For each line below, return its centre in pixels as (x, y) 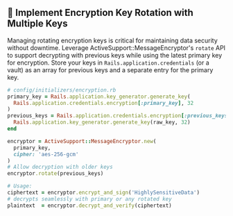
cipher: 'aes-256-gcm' (46, 154)
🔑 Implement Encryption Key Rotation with (101, 13)
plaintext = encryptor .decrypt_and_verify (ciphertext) (89, 206)
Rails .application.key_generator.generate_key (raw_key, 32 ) (102, 122)
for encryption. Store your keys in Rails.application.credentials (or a (108, 63)
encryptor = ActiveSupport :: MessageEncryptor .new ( (82, 141)
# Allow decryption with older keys (60, 167)
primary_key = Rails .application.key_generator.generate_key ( (99, 97)
